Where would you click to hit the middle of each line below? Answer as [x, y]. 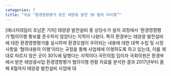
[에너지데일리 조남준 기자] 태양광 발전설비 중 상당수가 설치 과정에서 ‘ [73, 30]
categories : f [20, 10]
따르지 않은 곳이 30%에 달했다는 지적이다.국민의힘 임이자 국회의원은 [83, 55]
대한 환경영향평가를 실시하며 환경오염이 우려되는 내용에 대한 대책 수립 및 [82, 43]
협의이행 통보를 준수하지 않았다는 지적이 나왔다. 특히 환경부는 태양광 [78, 36]
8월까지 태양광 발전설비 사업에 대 [44, 68]
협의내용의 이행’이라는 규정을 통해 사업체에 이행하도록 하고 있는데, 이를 [90, 49]
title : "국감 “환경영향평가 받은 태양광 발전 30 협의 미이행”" [63, 15]
